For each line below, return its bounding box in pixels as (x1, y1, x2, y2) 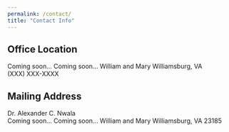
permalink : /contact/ (7, 10, 72, 18)
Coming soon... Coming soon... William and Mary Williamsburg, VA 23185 (7, 116, 223, 125)
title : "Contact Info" (7, 17, 75, 24)
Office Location (7, 43, 78, 55)
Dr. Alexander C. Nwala (7, 109, 76, 118)
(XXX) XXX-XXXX (7, 70, 59, 78)
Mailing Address (7, 90, 82, 102)
